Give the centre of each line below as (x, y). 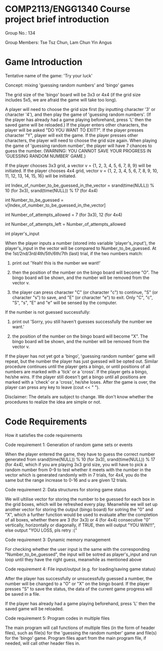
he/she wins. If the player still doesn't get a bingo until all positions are (76, 377)
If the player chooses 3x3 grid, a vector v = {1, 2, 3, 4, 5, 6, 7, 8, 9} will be (78, 165)
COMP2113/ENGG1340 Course (68, 9)
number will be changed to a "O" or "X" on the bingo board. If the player (77, 584)
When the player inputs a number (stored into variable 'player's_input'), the (80, 243)
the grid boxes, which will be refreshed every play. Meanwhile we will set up (81, 504)
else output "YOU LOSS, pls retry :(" (41, 530)
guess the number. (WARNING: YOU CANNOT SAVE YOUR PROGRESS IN (78, 151)
